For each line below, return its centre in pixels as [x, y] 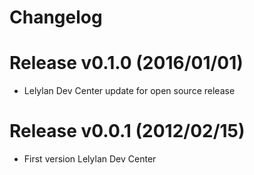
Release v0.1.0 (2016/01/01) [126, 63]
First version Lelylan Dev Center [90, 159]
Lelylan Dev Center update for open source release [129, 91]
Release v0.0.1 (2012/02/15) [127, 131]
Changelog [56, 17]
